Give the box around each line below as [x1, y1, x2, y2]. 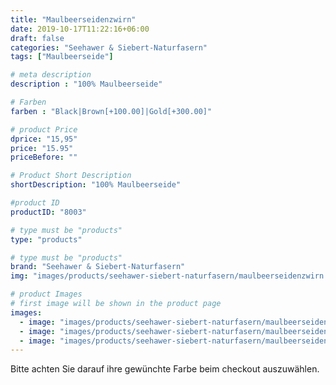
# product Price [10, 124, 78, 135]
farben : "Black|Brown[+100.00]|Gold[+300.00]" [10, 106, 213, 116]
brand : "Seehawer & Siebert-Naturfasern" [10, 262, 186, 272]
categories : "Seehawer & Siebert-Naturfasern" [10, 42, 208, 53]
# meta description [10, 70, 92, 80]
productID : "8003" [10, 207, 87, 217]
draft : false [10, 33, 65, 43]
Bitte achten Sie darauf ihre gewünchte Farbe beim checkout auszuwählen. [10, 363, 320, 375]
